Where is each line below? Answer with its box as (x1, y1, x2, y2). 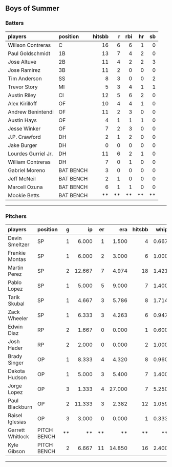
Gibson (8, 447, 26, 455)
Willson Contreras (8, 41, 51, 48)
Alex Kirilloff (8, 100, 37, 107)
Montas (8, 255, 27, 263)
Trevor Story (8, 83, 38, 90)
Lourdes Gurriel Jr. (8, 150, 53, 157)
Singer (8, 359, 24, 366)
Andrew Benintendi (8, 108, 54, 115)
